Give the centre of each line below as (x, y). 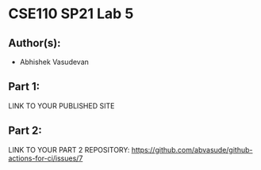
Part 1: (24, 87)
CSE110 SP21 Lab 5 (71, 14)
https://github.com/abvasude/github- (192, 149)
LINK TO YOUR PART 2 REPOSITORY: (69, 149)
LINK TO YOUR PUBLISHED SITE (61, 106)
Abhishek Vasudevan (54, 62)
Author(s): (35, 43)
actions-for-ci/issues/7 (46, 158)
